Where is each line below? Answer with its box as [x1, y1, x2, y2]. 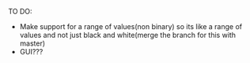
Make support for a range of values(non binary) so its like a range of [19, 22, 243, 31]
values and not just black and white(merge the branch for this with [19, 31, 236, 39]
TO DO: [8, 7, 33, 16]
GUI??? [19, 47, 44, 56]
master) [19, 39, 46, 48]
